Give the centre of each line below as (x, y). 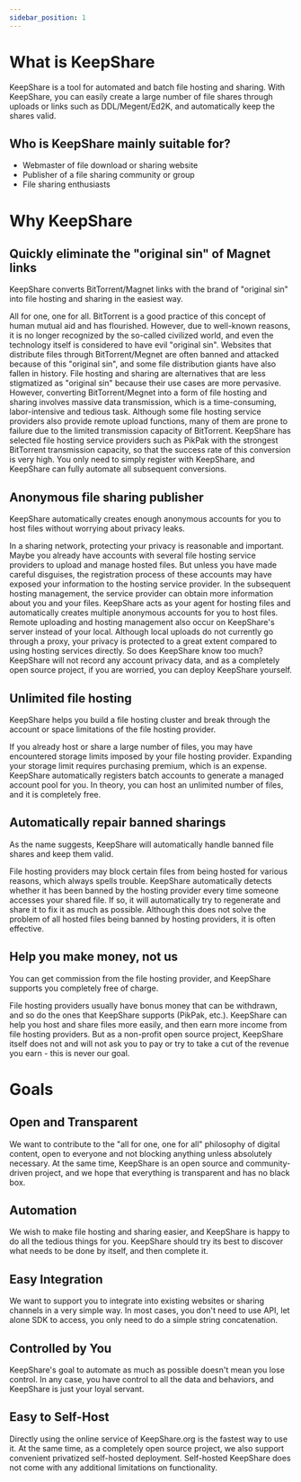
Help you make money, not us (93, 957)
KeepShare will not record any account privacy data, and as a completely (145, 660)
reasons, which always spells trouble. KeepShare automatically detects (141, 880)
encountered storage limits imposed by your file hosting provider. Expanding (150, 756)
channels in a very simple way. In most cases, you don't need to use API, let (150, 1310)
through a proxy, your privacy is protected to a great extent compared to (143, 641)
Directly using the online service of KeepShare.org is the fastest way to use (149, 1439)
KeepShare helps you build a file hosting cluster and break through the (140, 720)
